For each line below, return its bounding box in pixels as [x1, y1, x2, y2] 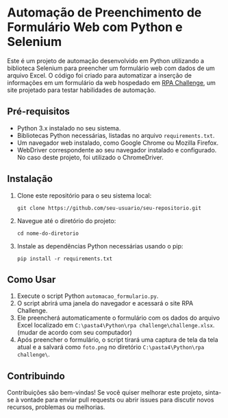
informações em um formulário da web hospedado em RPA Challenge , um [7, 78, 216, 86]
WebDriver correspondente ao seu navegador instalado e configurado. [16, 146, 217, 154]
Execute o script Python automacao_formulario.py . [16, 292, 159, 300]
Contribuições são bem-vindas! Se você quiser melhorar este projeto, [7, 388, 204, 397]
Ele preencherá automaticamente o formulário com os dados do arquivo [16, 314, 220, 322]
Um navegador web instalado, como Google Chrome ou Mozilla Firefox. [16, 139, 219, 147]
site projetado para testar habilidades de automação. [7, 86, 156, 94]
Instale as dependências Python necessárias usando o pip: [16, 242, 183, 250]
